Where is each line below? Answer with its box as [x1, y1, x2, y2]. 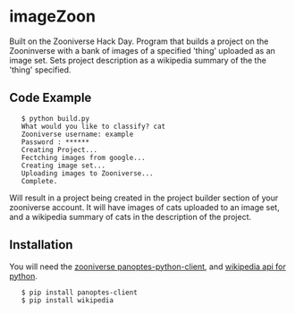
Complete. [21, 176, 58, 185]
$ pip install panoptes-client [21, 288, 139, 297]
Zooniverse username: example [21, 130, 134, 139]
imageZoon [9, 6, 97, 27]
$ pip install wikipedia [21, 295, 114, 305]
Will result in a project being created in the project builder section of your [9, 192, 279, 203]
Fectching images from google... [21, 153, 146, 162]
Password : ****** [21, 137, 90, 147]
